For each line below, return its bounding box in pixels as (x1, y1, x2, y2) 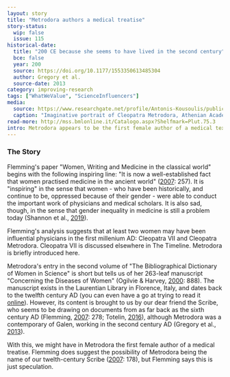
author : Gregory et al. (13, 73, 81, 81)
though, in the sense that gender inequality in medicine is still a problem (7, 206, 210, 214)
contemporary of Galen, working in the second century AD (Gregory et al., (7, 320, 217, 328)
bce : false (13, 55, 44, 62)
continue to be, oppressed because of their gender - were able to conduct (7, 192, 217, 200)
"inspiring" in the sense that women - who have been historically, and (7, 184, 203, 192)
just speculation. (7, 362, 53, 370)
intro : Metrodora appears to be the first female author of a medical (7, 125, 213, 131)
